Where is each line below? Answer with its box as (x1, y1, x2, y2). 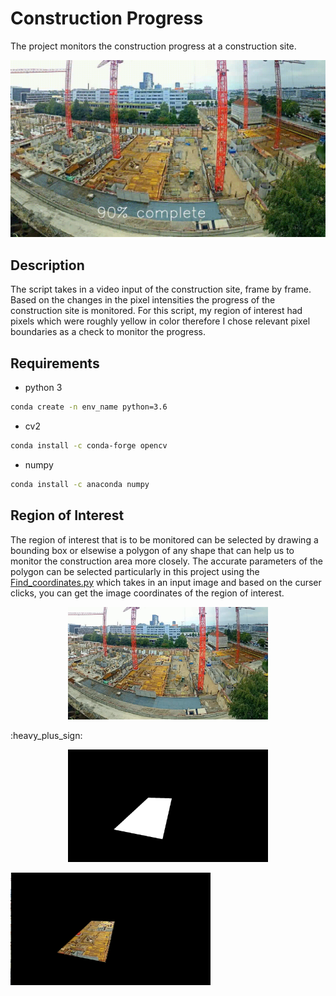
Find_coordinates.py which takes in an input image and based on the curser (10, 576, 322, 588)
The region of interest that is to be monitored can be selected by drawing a (10, 533, 319, 546)
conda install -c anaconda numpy (10, 479, 150, 489)
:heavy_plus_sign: (10, 729, 83, 741)
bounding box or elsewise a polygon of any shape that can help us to (10, 544, 295, 556)
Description (10, 257, 85, 274)
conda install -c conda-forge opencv (10, 440, 168, 451)
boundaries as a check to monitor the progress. (10, 326, 206, 338)
